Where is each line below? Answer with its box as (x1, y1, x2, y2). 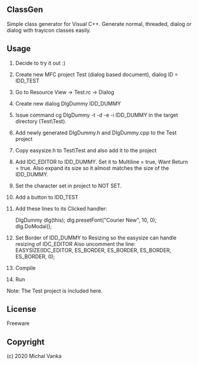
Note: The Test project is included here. (6, 287, 103, 294)
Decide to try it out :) (15, 59, 66, 67)
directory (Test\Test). (15, 117, 67, 124)
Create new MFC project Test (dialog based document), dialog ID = (15, 71, 179, 78)
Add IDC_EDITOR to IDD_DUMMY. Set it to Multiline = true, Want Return (15, 158, 189, 165)
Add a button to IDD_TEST (15, 193, 78, 200)
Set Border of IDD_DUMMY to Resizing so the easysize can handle (15, 234, 177, 241)
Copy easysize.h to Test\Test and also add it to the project (15, 147, 157, 154)
